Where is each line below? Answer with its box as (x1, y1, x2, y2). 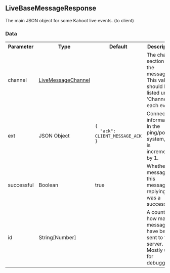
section (146, 58, 164, 65)
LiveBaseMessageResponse (5, 4, 97, 13)
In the (146, 123, 160, 130)
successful (8, 181, 34, 189)
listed (146, 89, 160, 97)
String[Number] (38, 234, 76, 241)
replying (146, 188, 166, 195)
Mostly (146, 247, 163, 254)
